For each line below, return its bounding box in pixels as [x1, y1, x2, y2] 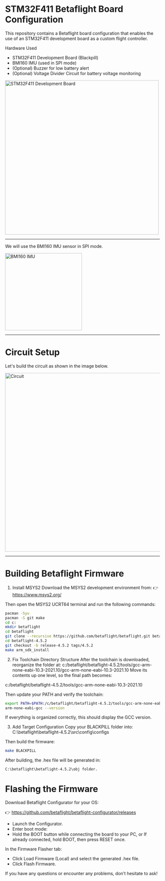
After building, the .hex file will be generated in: [5, 757, 101, 763]
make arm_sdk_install [5, 647, 50, 652]
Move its [130, 667, 147, 673]
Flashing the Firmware [5, 783, 98, 795]
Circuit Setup [5, 347, 60, 358]
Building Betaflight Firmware [5, 568, 124, 579]
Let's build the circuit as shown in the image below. [5, 363, 109, 369]
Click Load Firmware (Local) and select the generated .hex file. [12, 856, 140, 862]
